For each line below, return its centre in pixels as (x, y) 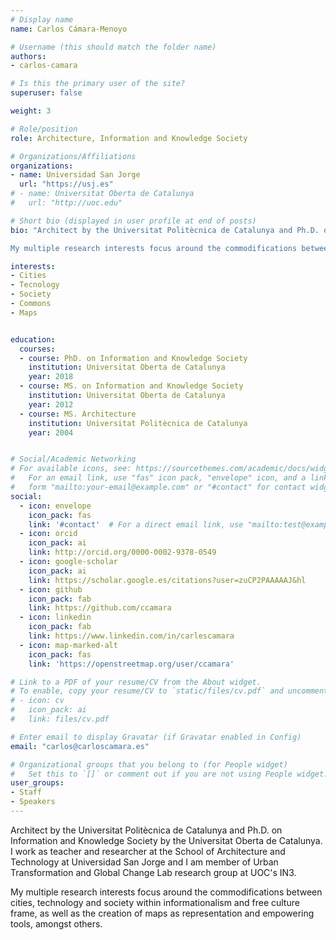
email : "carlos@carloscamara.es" (80, 746)
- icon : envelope (55, 506)
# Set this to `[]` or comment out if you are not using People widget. (169, 774)
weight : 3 (31, 111)
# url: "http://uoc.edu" (66, 203)
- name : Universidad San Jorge (75, 175)
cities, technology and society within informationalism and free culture (155, 902)
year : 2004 (51, 432)
